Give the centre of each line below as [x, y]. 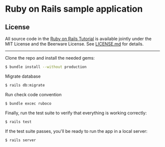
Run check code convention [33, 94]
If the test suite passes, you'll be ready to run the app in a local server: [76, 131]
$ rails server [21, 140]
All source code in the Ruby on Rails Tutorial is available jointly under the [78, 39]
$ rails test [18, 122]
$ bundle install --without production [46, 67]
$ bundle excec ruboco [28, 104]
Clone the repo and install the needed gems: [50, 58]
